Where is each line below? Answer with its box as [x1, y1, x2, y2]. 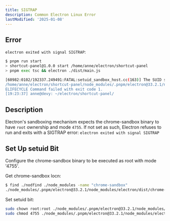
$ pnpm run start [5, 59, 42, 64]
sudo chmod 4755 [5, 211, 39, 216]
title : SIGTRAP [5, 7, 37, 13]
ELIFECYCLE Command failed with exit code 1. [5, 86, 103, 92]
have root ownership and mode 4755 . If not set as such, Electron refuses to [5, 124, 162, 130]
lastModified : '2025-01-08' [5, 17, 65, 22]
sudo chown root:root [5, 206, 51, 211]
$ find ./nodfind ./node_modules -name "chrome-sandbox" [5, 183, 128, 188]
